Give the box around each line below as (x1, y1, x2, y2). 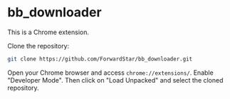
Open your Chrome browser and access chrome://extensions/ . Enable (7, 68, 214, 77)
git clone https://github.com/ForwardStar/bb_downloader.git (7, 55, 193, 63)
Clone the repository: (7, 41, 70, 50)
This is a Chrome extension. (7, 28, 89, 36)
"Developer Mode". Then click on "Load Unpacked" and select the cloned (7, 75, 224, 84)
